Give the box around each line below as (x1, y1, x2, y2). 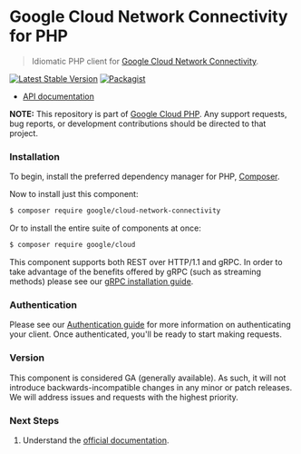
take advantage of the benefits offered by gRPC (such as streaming (9, 266, 261, 277)
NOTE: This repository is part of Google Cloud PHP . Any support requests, (9, 108, 287, 119)
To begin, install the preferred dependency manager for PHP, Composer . (9, 171, 280, 183)
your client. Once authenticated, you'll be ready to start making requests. (9, 329, 283, 340)
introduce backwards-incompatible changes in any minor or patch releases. (9, 381, 293, 392)
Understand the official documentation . (22, 434, 170, 446)
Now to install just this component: (9, 189, 139, 200)
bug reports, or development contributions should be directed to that (9, 118, 267, 129)
